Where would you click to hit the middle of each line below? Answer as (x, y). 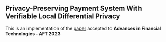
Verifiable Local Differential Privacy (63, 16)
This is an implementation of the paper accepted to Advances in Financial (83, 28)
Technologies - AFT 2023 (33, 34)
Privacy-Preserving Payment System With (74, 8)
